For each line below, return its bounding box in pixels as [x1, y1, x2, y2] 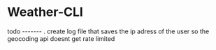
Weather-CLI [7, 4, 84, 20]
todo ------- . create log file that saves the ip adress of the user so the [7, 27, 210, 35]
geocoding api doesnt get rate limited [7, 34, 115, 42]
